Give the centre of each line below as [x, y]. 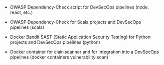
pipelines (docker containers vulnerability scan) [59, 57]
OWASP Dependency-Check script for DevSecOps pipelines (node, [79, 7]
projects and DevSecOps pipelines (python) [55, 42]
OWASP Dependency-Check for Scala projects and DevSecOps [75, 22]
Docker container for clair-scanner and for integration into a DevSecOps [85, 52]
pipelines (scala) [27, 27]
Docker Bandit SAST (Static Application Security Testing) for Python [80, 37]
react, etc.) [21, 12]
